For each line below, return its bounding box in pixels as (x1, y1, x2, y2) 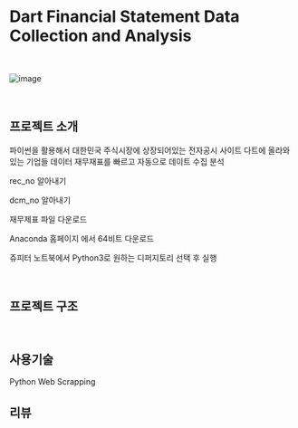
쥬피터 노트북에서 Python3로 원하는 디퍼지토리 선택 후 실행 (9, 252, 217, 263)
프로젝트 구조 (9, 299, 79, 314)
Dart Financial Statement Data (9, 6, 240, 27)
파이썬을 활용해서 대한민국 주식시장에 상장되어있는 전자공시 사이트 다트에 (9, 145, 266, 156)
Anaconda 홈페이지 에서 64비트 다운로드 (9, 233, 154, 243)
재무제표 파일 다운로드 (9, 214, 88, 224)
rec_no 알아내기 (9, 175, 67, 186)
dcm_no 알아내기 (9, 195, 71, 205)
